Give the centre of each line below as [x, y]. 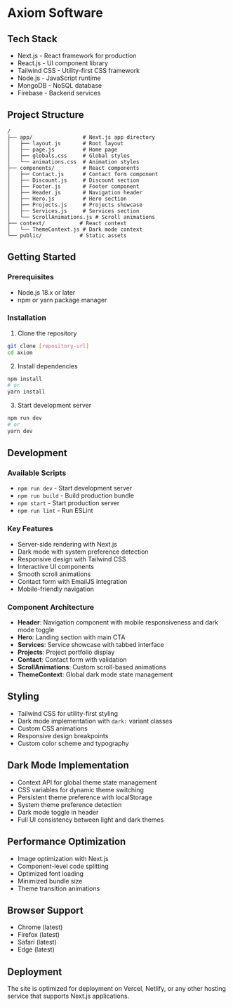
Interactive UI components [56, 566]
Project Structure [46, 115]
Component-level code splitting [63, 866]
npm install [25, 379]
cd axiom [20, 352]
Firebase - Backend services [59, 93]
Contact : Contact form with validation [72, 660]
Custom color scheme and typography [73, 743]
